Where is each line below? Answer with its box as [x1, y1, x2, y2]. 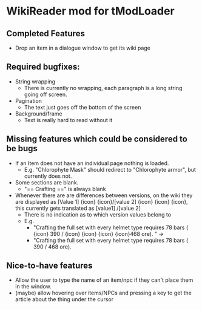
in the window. [15, 283, 52, 290]
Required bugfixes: [6, 62, 80, 72]
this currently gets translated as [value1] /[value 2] [15, 204, 141, 212]
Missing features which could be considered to [6, 134, 188, 145]
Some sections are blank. [15, 178, 79, 186]
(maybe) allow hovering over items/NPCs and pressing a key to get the [15, 289, 192, 297]
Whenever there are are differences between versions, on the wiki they [15, 192, 193, 199]
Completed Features [6, 28, 85, 39]
